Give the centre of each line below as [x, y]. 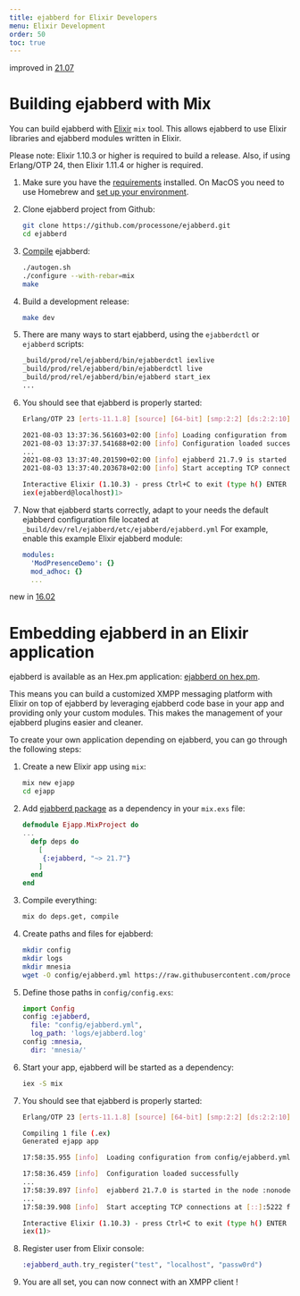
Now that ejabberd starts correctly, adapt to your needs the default [145, 510]
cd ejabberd [44, 234]
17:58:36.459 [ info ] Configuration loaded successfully [130, 1174]
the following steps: [46, 750]
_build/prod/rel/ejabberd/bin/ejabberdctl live [112, 369]
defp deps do [55, 842]
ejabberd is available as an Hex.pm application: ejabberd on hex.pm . [135, 677]
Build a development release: [75, 301]
